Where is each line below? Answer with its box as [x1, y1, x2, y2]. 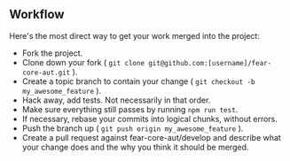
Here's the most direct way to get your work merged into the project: [9, 30, 260, 41]
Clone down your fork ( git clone [21, 57, 145, 67]
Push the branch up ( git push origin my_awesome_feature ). [21, 123, 244, 134]
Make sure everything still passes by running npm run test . [21, 103, 239, 114]
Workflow [9, 7, 65, 22]
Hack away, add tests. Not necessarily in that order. [21, 95, 211, 105]
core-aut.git [21, 68, 71, 77]
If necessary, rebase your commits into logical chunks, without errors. [21, 113, 278, 124]
